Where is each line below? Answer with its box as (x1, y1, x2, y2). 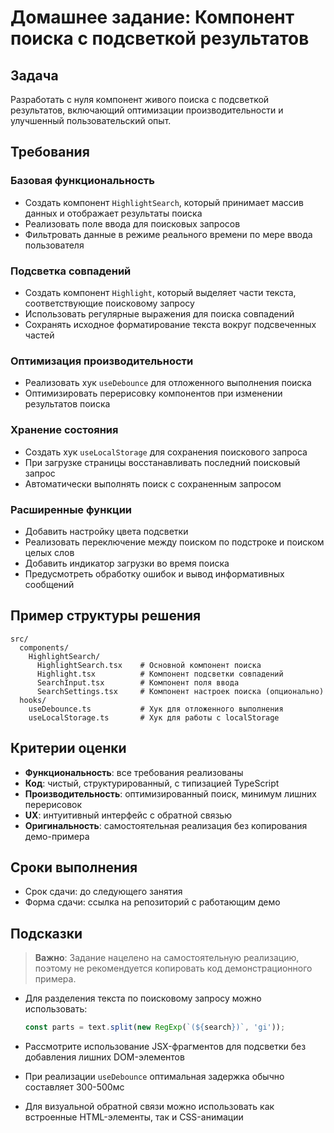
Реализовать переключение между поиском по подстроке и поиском (24, 536, 325, 548)
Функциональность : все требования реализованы (24, 766, 244, 778)
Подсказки (10, 925, 83, 942)
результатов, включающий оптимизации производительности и (10, 104, 284, 116)
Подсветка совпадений (10, 264, 132, 278)
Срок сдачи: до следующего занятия (24, 886, 183, 898)
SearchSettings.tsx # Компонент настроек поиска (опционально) (36, 686, 325, 696)
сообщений (24, 578, 75, 590)
